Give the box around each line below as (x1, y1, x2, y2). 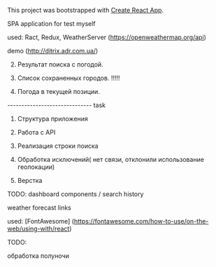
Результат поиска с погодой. (17, 60, 103, 69)
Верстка (17, 177, 43, 184)
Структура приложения (17, 115, 89, 123)
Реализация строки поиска (17, 142, 99, 150)
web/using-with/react (7, 224, 70, 233)
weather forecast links (7, 203, 71, 212)
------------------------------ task (7, 101, 106, 109)
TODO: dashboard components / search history (7, 190, 144, 198)
